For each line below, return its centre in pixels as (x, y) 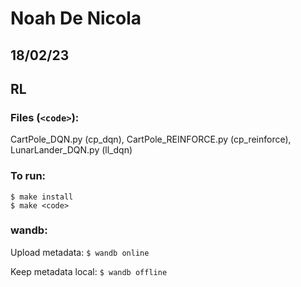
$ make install (42, 197)
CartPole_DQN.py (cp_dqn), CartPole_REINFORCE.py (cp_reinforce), (151, 139)
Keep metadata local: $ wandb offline (89, 271)
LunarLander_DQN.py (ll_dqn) (71, 150)
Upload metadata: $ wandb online (80, 252)
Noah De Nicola (76, 18)
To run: (28, 176)
